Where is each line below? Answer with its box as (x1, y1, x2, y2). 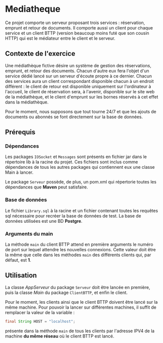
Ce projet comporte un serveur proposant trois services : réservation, (5, 20, 145, 26)
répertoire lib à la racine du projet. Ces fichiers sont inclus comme (5, 159, 138, 165)
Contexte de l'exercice (5, 50, 75, 58)
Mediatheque (5, 3, 61, 15)
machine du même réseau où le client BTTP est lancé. (5, 333, 115, 339)
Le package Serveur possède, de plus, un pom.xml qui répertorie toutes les (5, 179, 157, 185)
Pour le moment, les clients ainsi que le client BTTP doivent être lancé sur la (5, 299, 158, 305)
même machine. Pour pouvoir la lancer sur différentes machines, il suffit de (5, 304, 157, 310)
